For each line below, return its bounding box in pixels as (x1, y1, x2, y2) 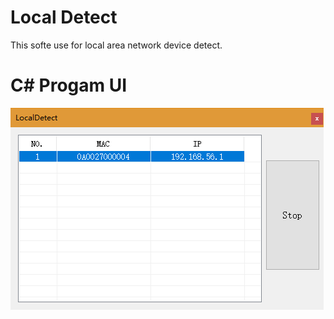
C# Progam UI (10, 74, 128, 97)
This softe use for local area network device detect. (10, 39, 223, 51)
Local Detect (10, 6, 118, 29)
